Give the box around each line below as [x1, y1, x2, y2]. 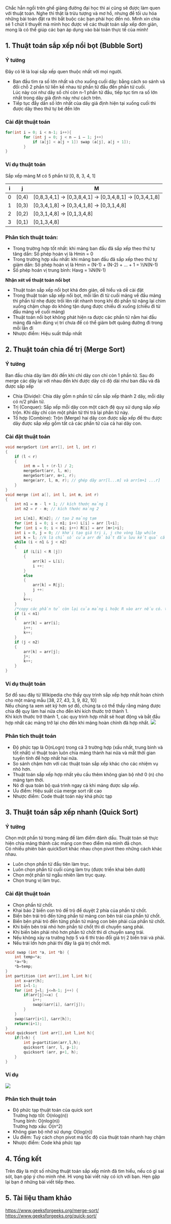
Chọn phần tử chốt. [12, 902, 53, 908]
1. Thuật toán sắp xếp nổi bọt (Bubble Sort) [5, 41, 143, 50]
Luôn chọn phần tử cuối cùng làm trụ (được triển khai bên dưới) [12, 866, 146, 872]
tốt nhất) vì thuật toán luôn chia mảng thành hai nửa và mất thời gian [12, 750, 156, 756]
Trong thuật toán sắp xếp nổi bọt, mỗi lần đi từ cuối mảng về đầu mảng [12, 292, 161, 298]
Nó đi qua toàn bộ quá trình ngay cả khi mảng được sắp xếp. [12, 782, 140, 788]
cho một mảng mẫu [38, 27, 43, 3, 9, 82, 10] [5, 697, 97, 704]
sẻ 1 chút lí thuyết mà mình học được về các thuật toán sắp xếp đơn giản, [5, 21, 158, 27]
